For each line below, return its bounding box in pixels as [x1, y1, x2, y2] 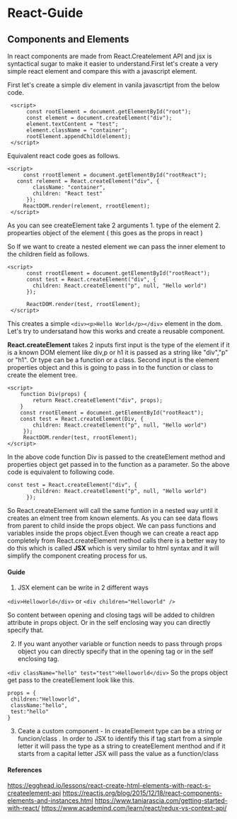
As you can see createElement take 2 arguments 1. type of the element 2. [7, 221, 221, 230]
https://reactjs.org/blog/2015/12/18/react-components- [62, 789, 223, 798]
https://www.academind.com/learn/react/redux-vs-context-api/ [41, 804, 227, 813]
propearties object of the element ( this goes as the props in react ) [7, 229, 203, 237]
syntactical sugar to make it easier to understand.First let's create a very [7, 60, 219, 68]
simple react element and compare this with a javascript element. [7, 67, 197, 75]
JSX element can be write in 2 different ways [17, 583, 149, 592]
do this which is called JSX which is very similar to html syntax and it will [7, 544, 219, 552]
